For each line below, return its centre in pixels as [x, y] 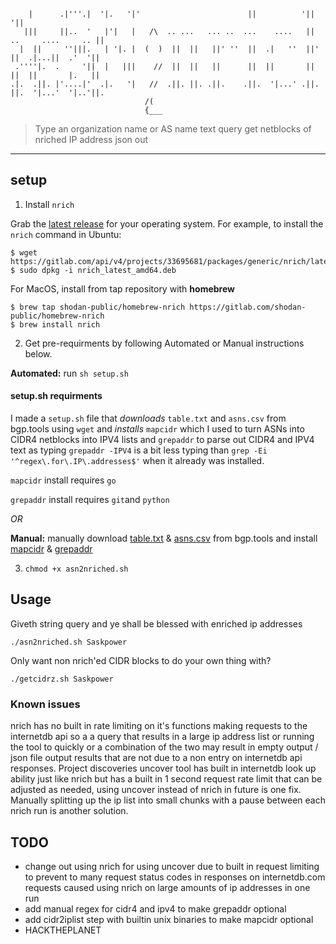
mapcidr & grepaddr [51, 549]
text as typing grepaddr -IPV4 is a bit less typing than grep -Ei [139, 450]
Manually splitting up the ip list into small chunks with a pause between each [168, 800]
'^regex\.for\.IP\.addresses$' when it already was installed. [137, 461]
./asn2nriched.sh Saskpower [69, 642]
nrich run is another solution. [69, 811]
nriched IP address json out [91, 139]
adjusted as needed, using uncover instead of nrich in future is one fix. [156, 790]
